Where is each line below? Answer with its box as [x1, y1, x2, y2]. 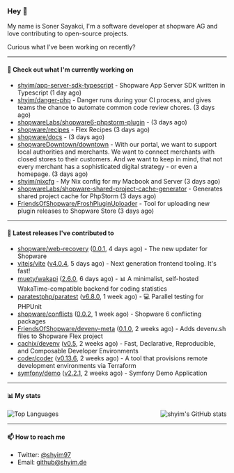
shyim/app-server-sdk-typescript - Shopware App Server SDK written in [17, 81, 226, 89]
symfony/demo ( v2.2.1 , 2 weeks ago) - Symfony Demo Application [17, 369, 208, 377]
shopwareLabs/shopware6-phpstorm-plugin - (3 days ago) [17, 118, 188, 126]
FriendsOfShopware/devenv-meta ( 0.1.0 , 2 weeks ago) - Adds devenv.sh [17, 324, 226, 332]
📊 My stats [7, 392, 41, 400]
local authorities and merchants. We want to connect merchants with [17, 147, 214, 156]
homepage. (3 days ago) [17, 170, 88, 178]
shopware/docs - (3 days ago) [17, 132, 105, 141]
